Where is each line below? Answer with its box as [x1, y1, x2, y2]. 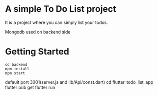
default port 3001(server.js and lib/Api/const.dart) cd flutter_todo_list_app [5, 79, 154, 85]
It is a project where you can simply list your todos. [5, 19, 108, 25]
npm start [5, 71, 26, 76]
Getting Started [5, 46, 70, 57]
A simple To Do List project [5, 3, 116, 15]
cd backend [5, 62, 27, 67]
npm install [5, 66, 29, 71]
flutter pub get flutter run [5, 84, 55, 90]
